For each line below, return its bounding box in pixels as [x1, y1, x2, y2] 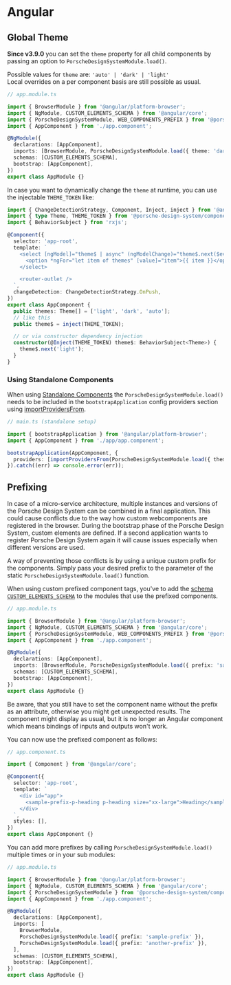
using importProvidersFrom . [7, 405, 86, 413]
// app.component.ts [7, 749, 67, 755]
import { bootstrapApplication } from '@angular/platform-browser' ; [7, 430, 208, 437]
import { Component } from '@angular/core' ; [7, 761, 137, 768]
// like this [13, 314, 51, 321]
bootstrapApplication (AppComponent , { [7, 450, 118, 456]
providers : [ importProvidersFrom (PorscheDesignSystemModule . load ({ [13, 456, 211, 463]
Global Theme [7, 32, 69, 43]
